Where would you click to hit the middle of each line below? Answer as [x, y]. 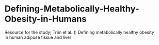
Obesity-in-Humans [46, 19]
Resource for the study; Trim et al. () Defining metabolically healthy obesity [79, 32]
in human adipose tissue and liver [38, 37]
